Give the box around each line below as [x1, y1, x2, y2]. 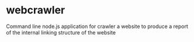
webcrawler [6, 3, 65, 17]
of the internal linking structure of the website [6, 29, 116, 36]
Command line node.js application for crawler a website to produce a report [6, 23, 188, 30]
